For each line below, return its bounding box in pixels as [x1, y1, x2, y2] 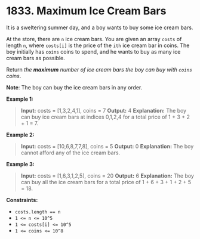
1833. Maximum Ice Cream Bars [6, 4, 167, 18]
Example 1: [6, 95, 34, 103]
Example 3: [6, 160, 35, 167]
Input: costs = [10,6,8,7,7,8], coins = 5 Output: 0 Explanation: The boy [20, 142, 194, 150]
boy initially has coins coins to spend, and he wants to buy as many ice [6, 48, 181, 55]
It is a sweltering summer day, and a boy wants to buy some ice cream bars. [6, 24, 193, 31]
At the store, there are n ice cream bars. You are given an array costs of [6, 35, 182, 42]
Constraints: [6, 196, 38, 203]
